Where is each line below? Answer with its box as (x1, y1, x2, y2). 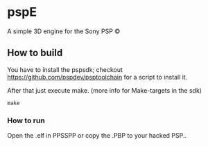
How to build (7, 47, 63, 59)
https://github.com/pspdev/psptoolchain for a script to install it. (7, 73, 188, 81)
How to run (7, 116, 45, 125)
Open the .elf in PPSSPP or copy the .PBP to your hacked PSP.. (7, 131, 187, 140)
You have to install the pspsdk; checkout (7, 65, 123, 73)
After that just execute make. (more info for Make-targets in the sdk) (7, 86, 202, 94)
